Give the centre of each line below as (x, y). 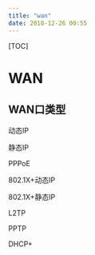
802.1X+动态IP (32, 180)
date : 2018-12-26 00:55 (48, 23)
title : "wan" (30, 16)
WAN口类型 (37, 110)
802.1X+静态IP (32, 197)
